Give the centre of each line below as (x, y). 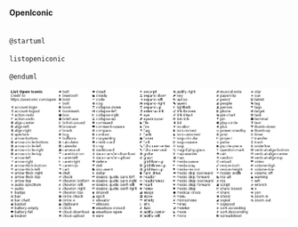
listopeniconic (37, 59)
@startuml (28, 41)
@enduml (24, 77)
